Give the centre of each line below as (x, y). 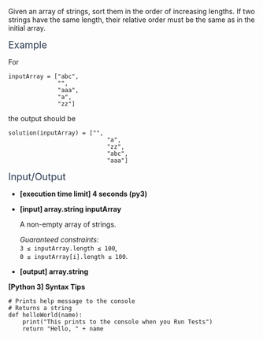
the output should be (42, 118)
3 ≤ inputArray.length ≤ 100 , (69, 248)
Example (28, 45)
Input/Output (37, 177)
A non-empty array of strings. (68, 224)
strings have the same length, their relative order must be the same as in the (132, 20)
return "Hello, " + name (63, 329)
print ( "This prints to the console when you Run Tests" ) (118, 322)
